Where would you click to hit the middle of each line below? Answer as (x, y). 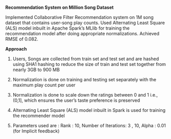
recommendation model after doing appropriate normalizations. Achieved (82, 33)
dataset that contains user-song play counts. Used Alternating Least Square (85, 23)
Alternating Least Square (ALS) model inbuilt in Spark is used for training (89, 110)
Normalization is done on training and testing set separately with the (84, 79)
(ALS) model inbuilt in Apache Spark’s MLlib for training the (68, 28)
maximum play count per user (44, 85)
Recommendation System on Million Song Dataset (59, 7)
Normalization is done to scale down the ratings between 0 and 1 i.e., (85, 95)
